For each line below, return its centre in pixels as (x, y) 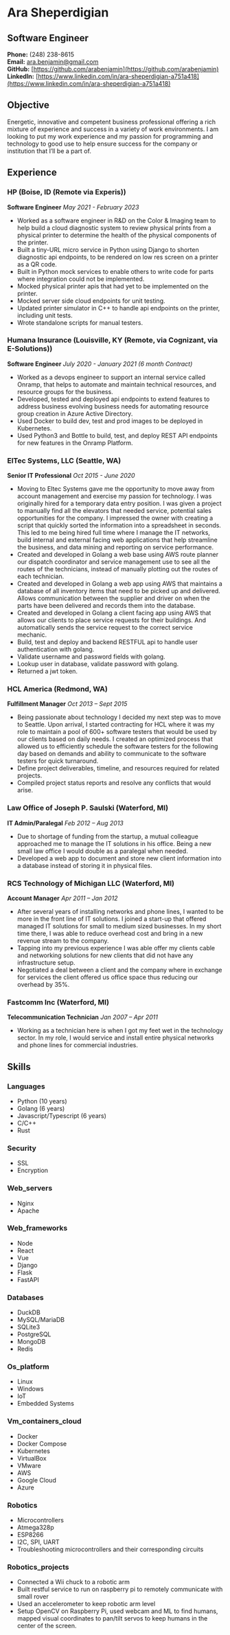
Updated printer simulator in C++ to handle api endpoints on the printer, (118, 308)
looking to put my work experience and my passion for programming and (110, 136)
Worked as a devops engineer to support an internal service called (111, 377)
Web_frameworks (37, 1228)
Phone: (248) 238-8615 (41, 54)
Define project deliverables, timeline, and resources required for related (118, 768)
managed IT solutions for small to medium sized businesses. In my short (119, 926)
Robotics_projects (38, 1567)
